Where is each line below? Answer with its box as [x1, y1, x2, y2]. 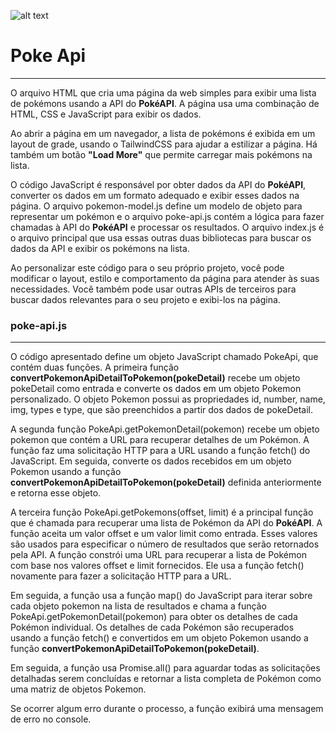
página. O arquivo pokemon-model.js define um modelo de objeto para [10, 200, 303, 212]
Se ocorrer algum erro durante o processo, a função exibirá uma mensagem [10, 703, 324, 715]
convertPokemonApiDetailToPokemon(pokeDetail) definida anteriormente [10, 476, 322, 489]
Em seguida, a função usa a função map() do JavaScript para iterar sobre [10, 590, 313, 602]
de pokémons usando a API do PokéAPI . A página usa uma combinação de [10, 97, 320, 109]
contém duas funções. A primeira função [10, 361, 180, 374]
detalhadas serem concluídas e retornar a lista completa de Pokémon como [10, 673, 322, 685]
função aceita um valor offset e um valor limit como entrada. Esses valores [10, 528, 318, 540]
